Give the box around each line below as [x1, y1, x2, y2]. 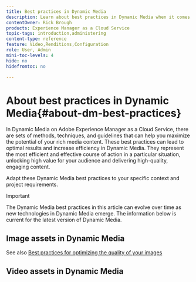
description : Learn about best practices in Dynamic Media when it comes [6, 14, 191, 20]
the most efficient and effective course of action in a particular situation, [6, 151, 181, 158]
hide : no [6, 58, 28, 64]
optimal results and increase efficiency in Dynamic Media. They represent [6, 145, 184, 152]
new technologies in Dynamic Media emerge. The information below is [6, 210, 177, 217]
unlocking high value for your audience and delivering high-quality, [6, 157, 168, 164]
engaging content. [6, 163, 50, 171]
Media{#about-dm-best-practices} [6, 107, 182, 120]
